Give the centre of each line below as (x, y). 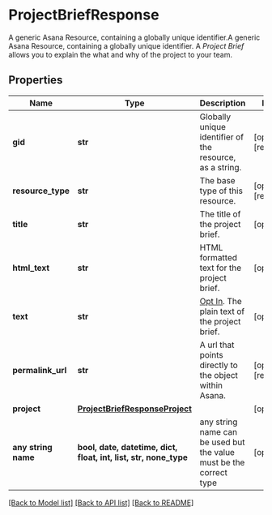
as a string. (221, 167)
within (211, 385)
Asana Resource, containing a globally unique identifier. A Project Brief (126, 45)
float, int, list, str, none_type (133, 457)
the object (219, 375)
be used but (222, 442)
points (212, 354)
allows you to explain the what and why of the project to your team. (121, 54)
